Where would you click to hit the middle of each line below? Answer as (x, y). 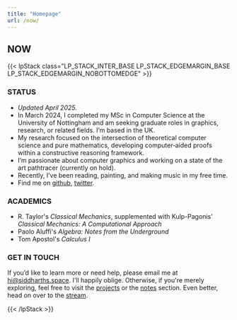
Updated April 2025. (47, 108)
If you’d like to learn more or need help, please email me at (93, 273)
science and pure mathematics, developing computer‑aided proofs (115, 145)
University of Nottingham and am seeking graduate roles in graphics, (118, 122)
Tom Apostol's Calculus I (54, 239)
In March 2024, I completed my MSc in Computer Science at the (111, 115)
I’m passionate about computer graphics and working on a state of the (120, 160)
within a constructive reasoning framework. (81, 152)
